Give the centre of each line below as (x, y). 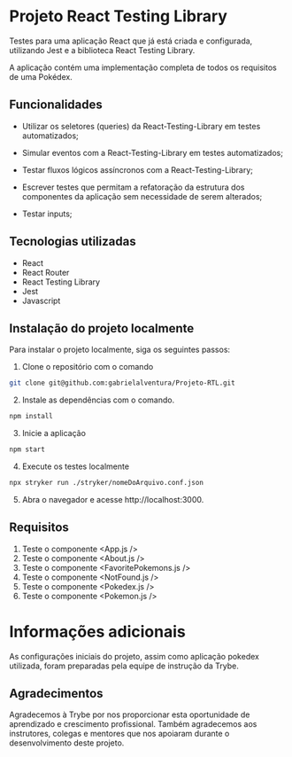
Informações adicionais (97, 632)
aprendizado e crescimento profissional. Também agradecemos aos (133, 724)
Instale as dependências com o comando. (98, 400)
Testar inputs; (47, 214)
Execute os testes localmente (76, 466)
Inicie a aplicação (54, 433)
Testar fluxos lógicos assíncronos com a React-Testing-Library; (138, 169)
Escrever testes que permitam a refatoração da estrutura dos (133, 187)
